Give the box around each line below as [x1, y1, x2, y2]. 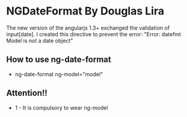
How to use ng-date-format [6, 54, 111, 65]
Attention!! [6, 88, 48, 98]
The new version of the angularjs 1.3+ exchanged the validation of [6, 24, 170, 31]
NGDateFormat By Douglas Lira [6, 4, 164, 18]
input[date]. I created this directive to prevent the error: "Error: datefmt [6, 30, 182, 37]
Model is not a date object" [6, 37, 73, 44]
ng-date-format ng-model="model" [14, 71, 103, 78]
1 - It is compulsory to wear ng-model [14, 104, 108, 111]
